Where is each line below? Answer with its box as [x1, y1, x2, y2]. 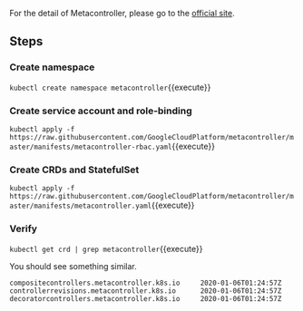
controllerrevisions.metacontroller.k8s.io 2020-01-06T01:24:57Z [9, 286, 282, 296]
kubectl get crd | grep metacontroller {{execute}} [9, 243, 203, 254]
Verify [9, 222, 38, 235]
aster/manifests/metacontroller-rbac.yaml [9, 142, 172, 151]
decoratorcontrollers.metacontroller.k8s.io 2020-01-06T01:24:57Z [9, 294, 282, 303]
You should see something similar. [9, 260, 138, 271]
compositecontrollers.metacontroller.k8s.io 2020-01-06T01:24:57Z [9, 278, 282, 287]
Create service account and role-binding [9, 104, 192, 117]
